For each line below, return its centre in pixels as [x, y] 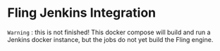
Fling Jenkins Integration [82, 13]
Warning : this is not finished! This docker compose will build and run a [109, 32]
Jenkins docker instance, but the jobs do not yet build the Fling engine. [110, 39]
